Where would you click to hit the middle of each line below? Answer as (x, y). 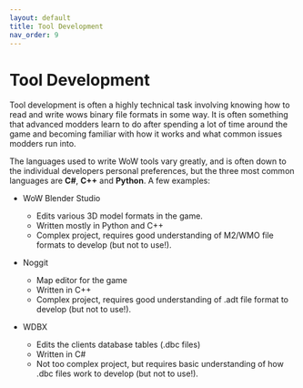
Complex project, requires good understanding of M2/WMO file (155, 235)
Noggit (35, 263)
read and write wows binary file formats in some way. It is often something (149, 115)
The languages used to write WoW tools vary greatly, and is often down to (148, 161)
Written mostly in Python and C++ (100, 226)
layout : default (40, 18)
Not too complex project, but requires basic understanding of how (160, 364)
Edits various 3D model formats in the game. (119, 216)
